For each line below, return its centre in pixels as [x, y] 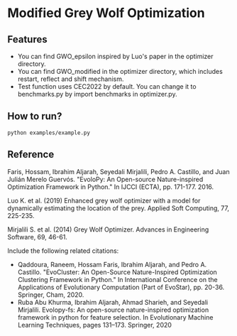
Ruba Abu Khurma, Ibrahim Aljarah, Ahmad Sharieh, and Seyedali [112, 302]
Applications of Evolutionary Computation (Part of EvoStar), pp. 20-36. [121, 287]
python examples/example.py [49, 133]
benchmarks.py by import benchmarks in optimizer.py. [97, 94]
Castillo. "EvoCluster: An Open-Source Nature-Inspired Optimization [117, 272]
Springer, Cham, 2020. [51, 294]
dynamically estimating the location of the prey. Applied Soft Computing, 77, [118, 208]
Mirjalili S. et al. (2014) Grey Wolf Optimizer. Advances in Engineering [108, 229]
